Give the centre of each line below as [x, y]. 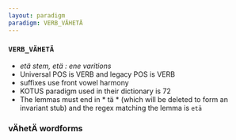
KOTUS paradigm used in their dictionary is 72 [95, 91]
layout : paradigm [37, 15]
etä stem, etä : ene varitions [65, 66]
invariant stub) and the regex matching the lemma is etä [110, 108]
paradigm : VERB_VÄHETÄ [46, 23]
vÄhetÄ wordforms [46, 128]
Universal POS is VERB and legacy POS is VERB [97, 74]
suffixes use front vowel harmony [74, 82]
